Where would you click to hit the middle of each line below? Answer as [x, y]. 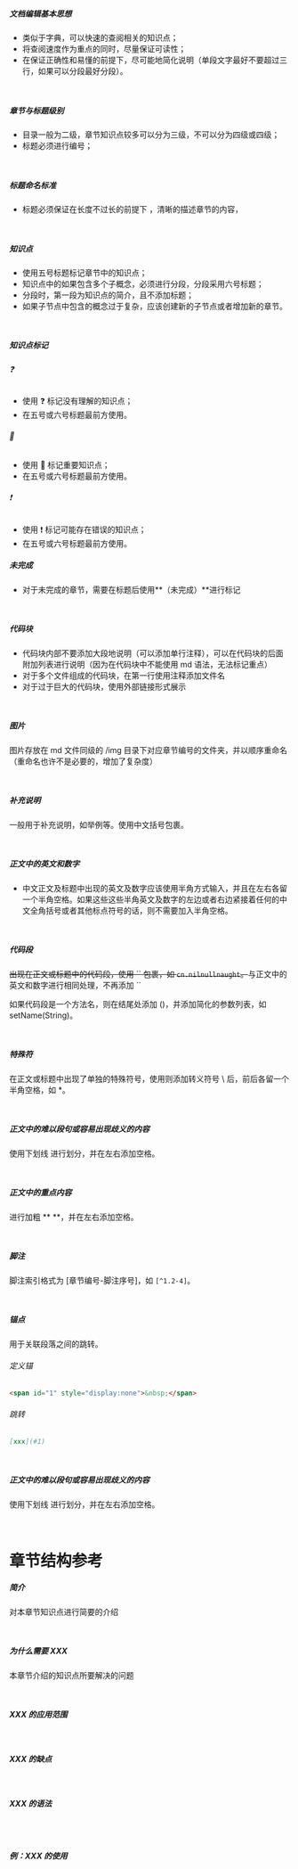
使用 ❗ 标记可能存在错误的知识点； [84, 529]
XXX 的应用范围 [39, 1715]
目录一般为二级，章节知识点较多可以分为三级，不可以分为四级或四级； [151, 135]
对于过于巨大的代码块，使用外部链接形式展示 [104, 686]
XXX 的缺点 [31, 1759]
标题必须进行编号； [57, 145]
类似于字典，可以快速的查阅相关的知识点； [100, 37]
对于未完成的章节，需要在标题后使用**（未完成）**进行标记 [131, 589]
